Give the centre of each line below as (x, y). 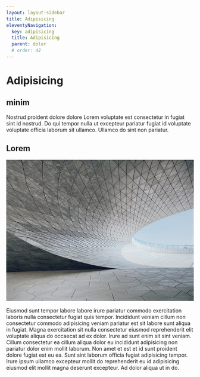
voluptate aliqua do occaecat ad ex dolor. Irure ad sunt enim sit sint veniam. (99, 336)
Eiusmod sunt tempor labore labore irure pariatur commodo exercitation (94, 310)
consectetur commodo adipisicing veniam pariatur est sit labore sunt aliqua (99, 323)
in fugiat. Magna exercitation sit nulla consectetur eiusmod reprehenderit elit (100, 329)
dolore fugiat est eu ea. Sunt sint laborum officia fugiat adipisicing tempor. (97, 355)
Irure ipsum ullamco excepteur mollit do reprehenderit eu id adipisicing (93, 361)
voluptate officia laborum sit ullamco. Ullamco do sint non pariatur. (87, 130)
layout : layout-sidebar (36, 13)
